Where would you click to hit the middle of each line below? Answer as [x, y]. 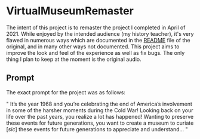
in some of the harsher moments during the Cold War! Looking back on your [100, 110]
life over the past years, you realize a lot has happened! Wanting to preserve [100, 116]
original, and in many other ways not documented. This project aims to [93, 47]
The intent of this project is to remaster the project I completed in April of [96, 27]
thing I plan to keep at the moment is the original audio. [74, 59]
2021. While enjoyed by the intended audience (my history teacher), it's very [100, 33]
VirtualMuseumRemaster [70, 11]
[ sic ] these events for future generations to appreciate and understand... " [97, 129]
